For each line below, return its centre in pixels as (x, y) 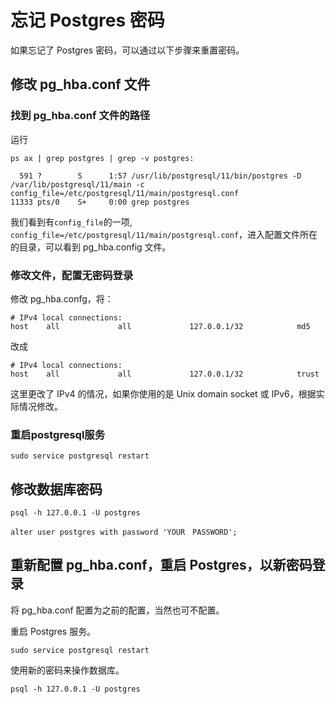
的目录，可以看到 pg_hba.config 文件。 (91, 247)
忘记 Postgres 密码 (87, 20)
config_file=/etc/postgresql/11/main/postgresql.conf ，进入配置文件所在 (164, 234)
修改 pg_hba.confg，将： (62, 298)
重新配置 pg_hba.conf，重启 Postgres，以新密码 (161, 565)
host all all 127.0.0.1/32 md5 (160, 326)
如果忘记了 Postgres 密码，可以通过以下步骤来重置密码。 (127, 50)
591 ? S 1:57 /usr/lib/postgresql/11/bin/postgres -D (160, 176)
